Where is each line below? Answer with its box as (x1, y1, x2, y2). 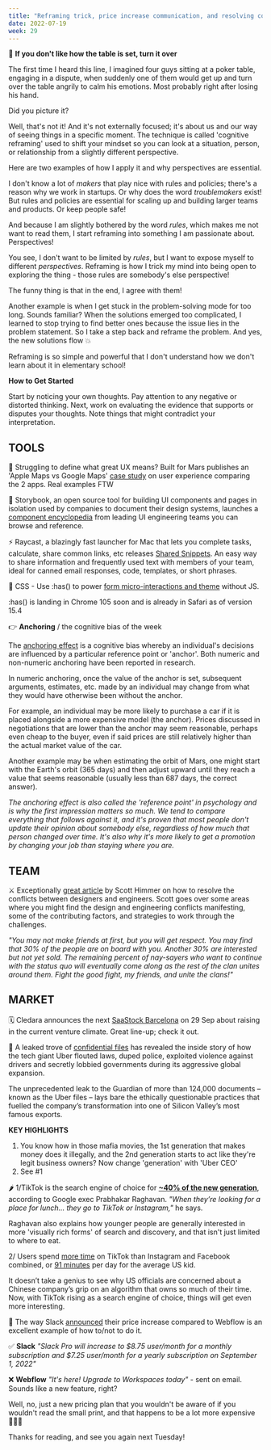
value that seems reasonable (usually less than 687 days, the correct (8, 773, 238, 784)
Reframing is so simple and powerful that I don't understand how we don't (8, 352, 255, 362)
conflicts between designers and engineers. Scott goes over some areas (8, 894, 250, 903)
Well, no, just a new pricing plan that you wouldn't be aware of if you (8, 1399, 236, 1409)
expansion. (8, 1068, 45, 1078)
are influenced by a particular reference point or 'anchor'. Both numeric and (8, 649, 260, 659)
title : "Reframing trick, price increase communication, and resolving (8, 11, 254, 20)
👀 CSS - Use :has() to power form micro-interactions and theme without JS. (8, 582, 260, 591)
